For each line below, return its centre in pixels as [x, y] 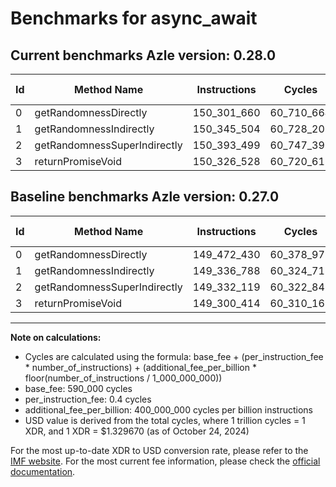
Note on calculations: [56, 337]
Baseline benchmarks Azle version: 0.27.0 [145, 197]
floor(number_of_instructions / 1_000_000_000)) [123, 378]
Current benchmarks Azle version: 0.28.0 [143, 55]
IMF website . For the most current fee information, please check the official [165, 461]
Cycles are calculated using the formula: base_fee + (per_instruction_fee [174, 356]
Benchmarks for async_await [134, 18]
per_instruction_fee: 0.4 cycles [88, 399]
